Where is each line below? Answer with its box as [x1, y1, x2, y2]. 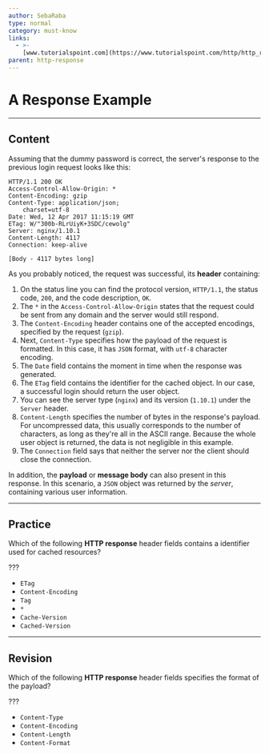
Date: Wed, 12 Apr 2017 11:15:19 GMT [8, 213, 134, 221]
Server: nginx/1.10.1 [8, 227, 81, 235]
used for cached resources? [8, 547, 102, 557]
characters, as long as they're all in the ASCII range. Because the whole [19, 429, 256, 439]
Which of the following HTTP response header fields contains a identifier [8, 539, 250, 548]
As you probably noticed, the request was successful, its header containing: [8, 269, 260, 279]
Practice [8, 518, 51, 531]
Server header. [19, 403, 70, 413]
